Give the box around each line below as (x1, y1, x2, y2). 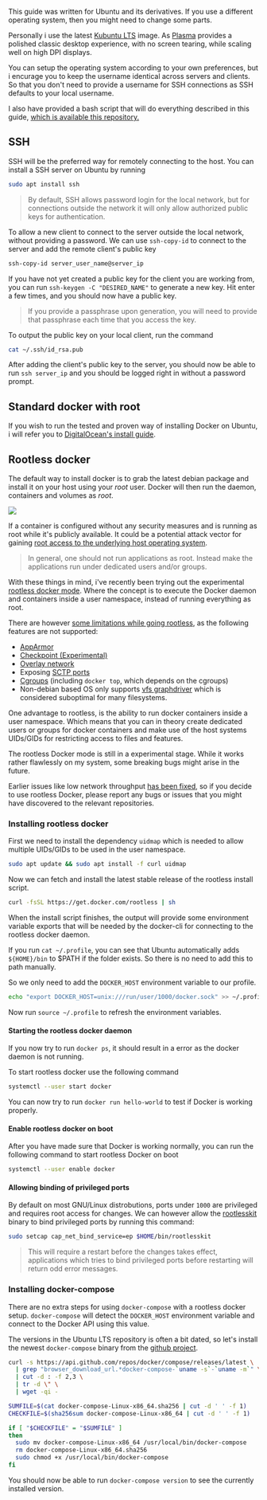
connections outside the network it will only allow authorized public (27, 203, 249, 213)
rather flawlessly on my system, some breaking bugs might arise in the (8, 758, 240, 767)
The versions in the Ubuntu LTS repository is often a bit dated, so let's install (8, 1334, 258, 1344)
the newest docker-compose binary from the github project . (8, 1342, 199, 1353)
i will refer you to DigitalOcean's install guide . (8, 429, 157, 439)
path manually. (8, 962, 57, 972)
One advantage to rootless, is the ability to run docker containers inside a (8, 708, 248, 718)
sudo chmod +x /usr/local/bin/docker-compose (15, 1454, 169, 1462)
